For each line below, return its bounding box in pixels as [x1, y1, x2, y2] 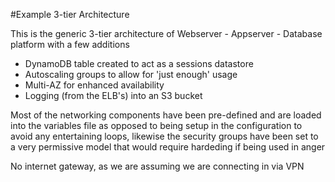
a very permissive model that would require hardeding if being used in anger [10, 141, 326, 153]
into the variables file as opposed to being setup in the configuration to [10, 120, 303, 131]
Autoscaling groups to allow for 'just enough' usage [24, 69, 238, 80]
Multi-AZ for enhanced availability [24, 79, 165, 91]
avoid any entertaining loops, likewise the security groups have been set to [10, 130, 319, 142]
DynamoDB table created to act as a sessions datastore [24, 58, 254, 69]
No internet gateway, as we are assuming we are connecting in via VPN [10, 160, 305, 172]
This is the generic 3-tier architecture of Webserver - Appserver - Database [10, 28, 323, 39]
